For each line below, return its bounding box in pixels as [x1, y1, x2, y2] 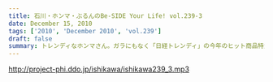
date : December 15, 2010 [8, 19, 93, 28]
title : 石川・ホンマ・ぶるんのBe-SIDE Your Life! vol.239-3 [8, 11, 203, 20]
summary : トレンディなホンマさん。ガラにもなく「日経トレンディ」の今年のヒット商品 [8, 42, 258, 50]
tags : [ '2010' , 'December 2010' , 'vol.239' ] [8, 27, 162, 35]
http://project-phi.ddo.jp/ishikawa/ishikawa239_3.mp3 [8, 64, 189, 74]
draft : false [8, 34, 53, 43]
